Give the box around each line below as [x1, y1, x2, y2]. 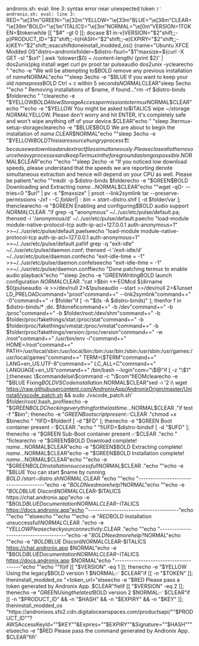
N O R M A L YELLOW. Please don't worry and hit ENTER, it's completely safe [6, 111, 186, 118]
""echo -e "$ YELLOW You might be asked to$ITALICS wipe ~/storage [20, 105, 190, 112]
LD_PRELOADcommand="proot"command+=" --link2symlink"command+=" [6, 291, 191, 298]
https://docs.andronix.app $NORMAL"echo [6, 557, 111, 564]
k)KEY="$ [6, 42, 30, 49]
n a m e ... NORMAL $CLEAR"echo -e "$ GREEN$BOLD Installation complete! [6, 450, 185, 456]
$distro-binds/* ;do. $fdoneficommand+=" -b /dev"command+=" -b [6, 303, 173, 310]
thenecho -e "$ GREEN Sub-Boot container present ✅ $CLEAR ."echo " [6, 430, 178, 437]
